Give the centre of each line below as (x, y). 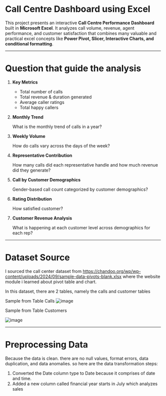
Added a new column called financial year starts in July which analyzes (85, 384)
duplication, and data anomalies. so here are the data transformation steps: (82, 363)
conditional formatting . (29, 44)
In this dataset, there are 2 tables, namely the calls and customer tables (78, 291)
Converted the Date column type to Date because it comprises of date (84, 373)
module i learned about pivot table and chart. (51, 282)
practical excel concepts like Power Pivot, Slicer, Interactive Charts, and (80, 39)
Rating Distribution (32, 199)
